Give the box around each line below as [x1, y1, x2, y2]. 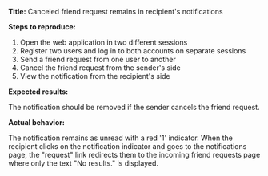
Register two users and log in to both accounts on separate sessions [19, 46, 246, 55]
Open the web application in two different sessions [19, 37, 188, 47]
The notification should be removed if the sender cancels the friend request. [8, 103, 260, 111]
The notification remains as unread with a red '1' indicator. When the [8, 133, 234, 143]
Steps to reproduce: [8, 22, 76, 31]
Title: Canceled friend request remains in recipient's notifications [8, 7, 223, 16]
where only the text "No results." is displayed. [8, 158, 158, 168]
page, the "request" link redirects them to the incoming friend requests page [8, 151, 261, 159]
